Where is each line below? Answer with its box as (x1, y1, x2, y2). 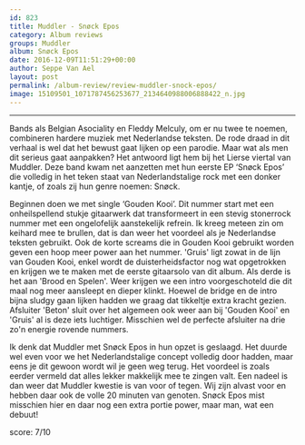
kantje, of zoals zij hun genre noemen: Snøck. (9, 181, 181, 192)
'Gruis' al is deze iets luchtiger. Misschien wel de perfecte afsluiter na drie (9, 314, 286, 325)
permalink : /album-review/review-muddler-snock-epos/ (9, 81, 218, 90)
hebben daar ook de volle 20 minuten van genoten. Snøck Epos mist (9, 390, 265, 400)
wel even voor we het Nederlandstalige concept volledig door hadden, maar (9, 351, 293, 361)
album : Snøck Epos (9, 47, 79, 56)
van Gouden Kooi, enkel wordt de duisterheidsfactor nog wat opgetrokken (9, 256, 287, 267)
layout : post (9, 73, 59, 82)
